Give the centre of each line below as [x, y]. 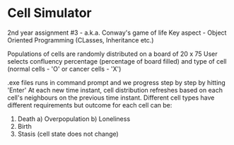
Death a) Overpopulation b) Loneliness [74, 119]
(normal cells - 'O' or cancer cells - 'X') [64, 69]
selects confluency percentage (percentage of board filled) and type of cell [117, 61]
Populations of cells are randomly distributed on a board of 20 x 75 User [112, 54]
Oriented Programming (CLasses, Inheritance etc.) [81, 40]
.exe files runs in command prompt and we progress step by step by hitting [117, 82]
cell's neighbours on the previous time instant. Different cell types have [111, 98]
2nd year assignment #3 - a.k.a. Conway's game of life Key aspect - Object [117, 33]
